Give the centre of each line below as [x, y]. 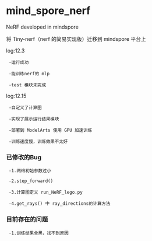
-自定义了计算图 [25, 107]
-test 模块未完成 [27, 85]
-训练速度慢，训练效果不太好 [38, 141]
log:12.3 [15, 50]
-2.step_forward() [31, 181]
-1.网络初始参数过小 [30, 171]
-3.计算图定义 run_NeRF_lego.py [45, 193]
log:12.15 [16, 96]
